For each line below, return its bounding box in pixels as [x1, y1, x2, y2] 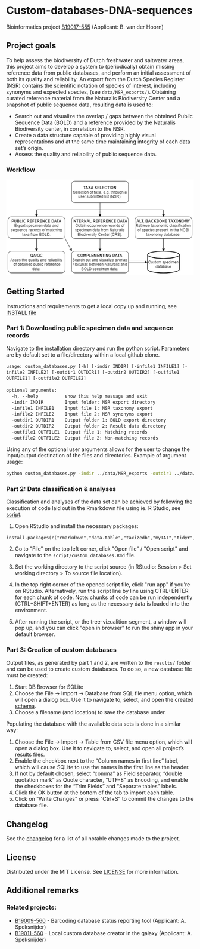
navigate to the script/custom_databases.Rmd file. [14, 552, 136, 559]
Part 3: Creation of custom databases [6, 646, 117, 654]
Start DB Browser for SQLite [14, 683, 84, 690]
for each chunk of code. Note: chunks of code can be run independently [14, 594, 193, 601]
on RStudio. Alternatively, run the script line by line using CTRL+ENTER [14, 588, 189, 595]
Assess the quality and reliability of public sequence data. [14, 151, 157, 158]
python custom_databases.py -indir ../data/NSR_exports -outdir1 [6, 470, 171, 477]
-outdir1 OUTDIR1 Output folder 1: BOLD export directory [11, 417, 167, 423]
